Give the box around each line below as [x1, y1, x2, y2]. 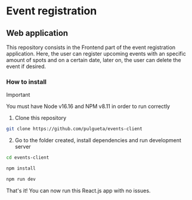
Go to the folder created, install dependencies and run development [14, 137, 182, 144]
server [14, 143, 31, 150]
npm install [6, 165, 36, 171]
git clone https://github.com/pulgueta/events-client [6, 126, 143, 132]
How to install [6, 78, 47, 86]
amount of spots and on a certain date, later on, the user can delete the [6, 57, 181, 63]
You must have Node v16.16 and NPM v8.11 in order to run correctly [6, 103, 171, 110]
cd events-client [6, 155, 49, 161]
